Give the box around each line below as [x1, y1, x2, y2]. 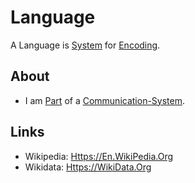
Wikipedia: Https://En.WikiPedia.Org [24, 150, 174, 162]
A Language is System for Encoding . [10, 39, 161, 51]
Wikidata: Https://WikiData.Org [24, 161, 152, 173]
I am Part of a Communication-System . [24, 94, 186, 106]
